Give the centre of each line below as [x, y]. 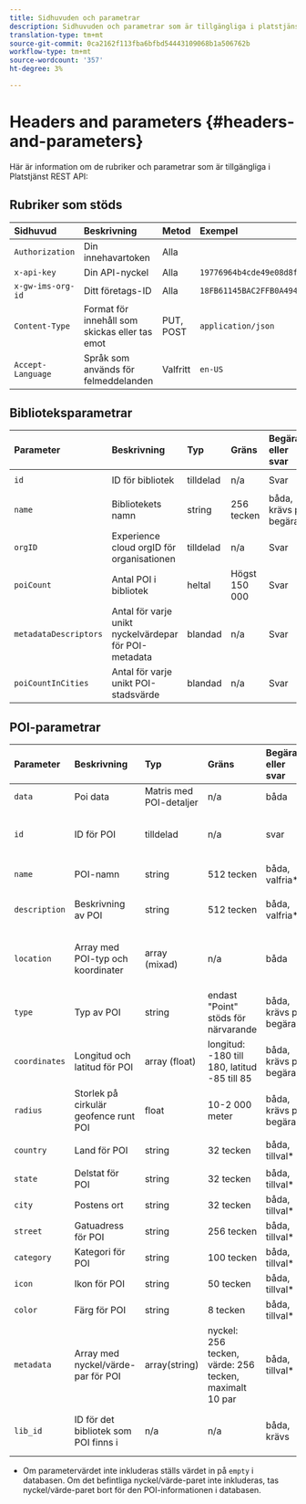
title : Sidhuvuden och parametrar [75, 18]
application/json [237, 326]
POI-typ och [101, 959]
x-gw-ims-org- [45, 286]
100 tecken [233, 1258]
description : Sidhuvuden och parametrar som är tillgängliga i [132, 26]
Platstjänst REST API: [49, 176]
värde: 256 [231, 1365]
